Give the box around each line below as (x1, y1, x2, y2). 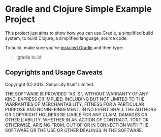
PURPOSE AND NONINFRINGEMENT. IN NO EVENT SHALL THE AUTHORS (5, 106, 157, 112)
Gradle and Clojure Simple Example (5, 3, 152, 15)
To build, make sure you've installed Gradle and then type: (5, 45, 124, 50)
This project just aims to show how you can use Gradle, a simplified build (5, 30, 153, 36)
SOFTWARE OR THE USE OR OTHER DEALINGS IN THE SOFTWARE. (5, 127, 143, 133)
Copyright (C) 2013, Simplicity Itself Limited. (5, 81, 95, 87)
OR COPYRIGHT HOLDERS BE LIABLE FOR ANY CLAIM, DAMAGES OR (5, 112, 148, 117)
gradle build (17, 54, 42, 60)
